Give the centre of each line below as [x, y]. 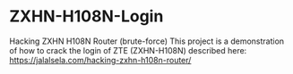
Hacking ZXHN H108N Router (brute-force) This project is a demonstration [147, 41]
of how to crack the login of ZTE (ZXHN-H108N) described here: [128, 50]
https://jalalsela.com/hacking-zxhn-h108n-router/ [100, 60]
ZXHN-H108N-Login [86, 16]
